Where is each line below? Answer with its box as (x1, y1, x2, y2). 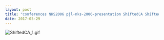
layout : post (5, 7, 32, 12)
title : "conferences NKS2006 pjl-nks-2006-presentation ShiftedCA (5, 12, 143, 17)
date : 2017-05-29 (5, 16, 41, 21)
